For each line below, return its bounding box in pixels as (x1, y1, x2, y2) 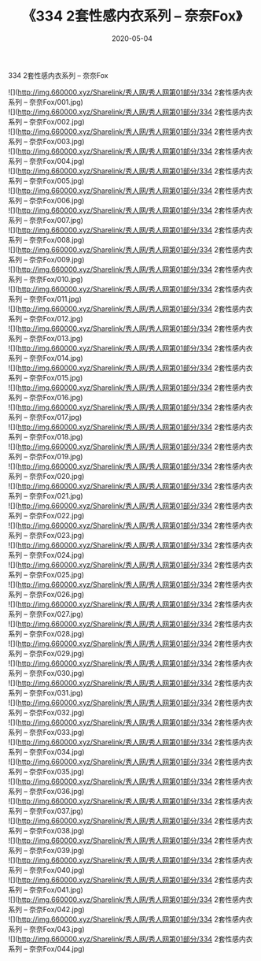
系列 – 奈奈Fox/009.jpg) (8, 254, 85, 264)
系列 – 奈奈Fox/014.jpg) (8, 353, 84, 362)
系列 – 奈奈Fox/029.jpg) (8, 648, 85, 658)
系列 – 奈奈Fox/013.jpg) (8, 333, 83, 343)
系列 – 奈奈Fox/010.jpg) (8, 274, 84, 284)
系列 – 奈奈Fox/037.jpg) (8, 806, 84, 815)
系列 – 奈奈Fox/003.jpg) (8, 136, 85, 146)
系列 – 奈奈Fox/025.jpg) (8, 570, 85, 579)
